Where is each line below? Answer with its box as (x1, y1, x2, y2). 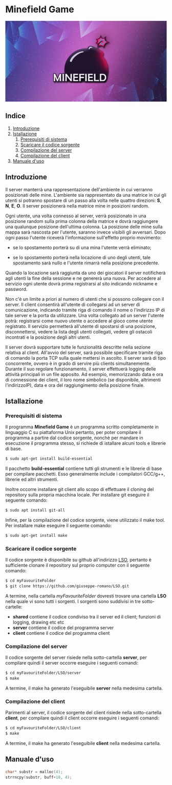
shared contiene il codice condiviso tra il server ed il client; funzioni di (12, 613, 161, 619)
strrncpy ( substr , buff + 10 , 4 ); (5, 775, 72, 780)
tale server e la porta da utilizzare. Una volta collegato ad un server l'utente (5, 312, 164, 318)
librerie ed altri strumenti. (5, 477, 59, 483)
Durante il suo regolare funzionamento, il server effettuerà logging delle (5, 365, 156, 372)
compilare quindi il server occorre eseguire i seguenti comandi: (5, 660, 139, 666)
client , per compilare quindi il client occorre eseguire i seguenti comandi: (5, 715, 160, 721)
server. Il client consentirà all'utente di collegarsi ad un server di (5, 301, 140, 307)
